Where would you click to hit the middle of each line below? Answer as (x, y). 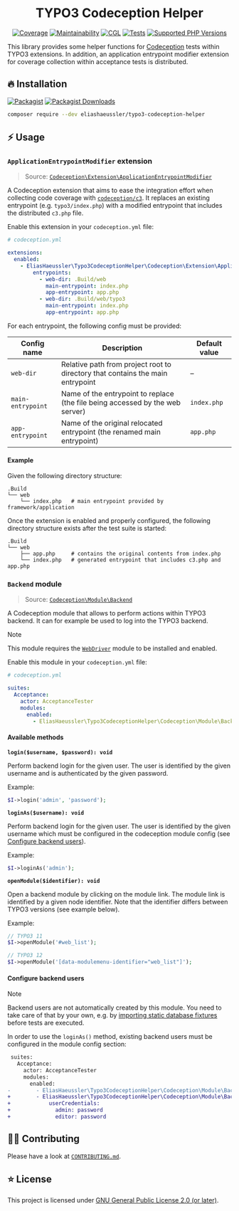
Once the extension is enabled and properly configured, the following (109, 521)
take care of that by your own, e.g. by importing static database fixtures (112, 1015)
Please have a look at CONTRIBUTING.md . (64, 1156)
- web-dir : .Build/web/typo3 (82, 299)
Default (209, 343)
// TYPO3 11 (25, 936)
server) (74, 411)
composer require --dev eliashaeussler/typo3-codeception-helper (106, 114)
